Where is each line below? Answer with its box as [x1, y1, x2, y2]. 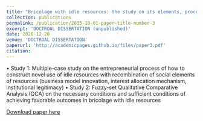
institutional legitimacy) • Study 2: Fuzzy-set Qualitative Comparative [6, 84, 178, 91]
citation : [6, 48, 31, 54]
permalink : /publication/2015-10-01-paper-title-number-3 [6, 20, 155, 26]
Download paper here [6, 108, 60, 115]
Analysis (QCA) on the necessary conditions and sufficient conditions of [6, 90, 186, 97]
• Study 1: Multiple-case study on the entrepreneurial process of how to [6, 64, 185, 72]
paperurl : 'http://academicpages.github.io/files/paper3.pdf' [6, 43, 166, 49]
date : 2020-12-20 [6, 31, 50, 37]
